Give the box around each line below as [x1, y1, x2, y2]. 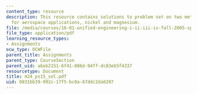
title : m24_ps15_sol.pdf [6, 74, 67, 79]
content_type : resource [6, 8, 64, 15]
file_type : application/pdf [6, 30, 75, 36]
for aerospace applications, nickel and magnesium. [11, 19, 141, 25]
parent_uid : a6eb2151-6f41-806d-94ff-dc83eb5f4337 [6, 62, 133, 69]
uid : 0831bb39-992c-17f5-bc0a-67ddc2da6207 [6, 79, 114, 85]
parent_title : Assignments [6, 52, 72, 58]
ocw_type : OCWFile [6, 47, 51, 53]
